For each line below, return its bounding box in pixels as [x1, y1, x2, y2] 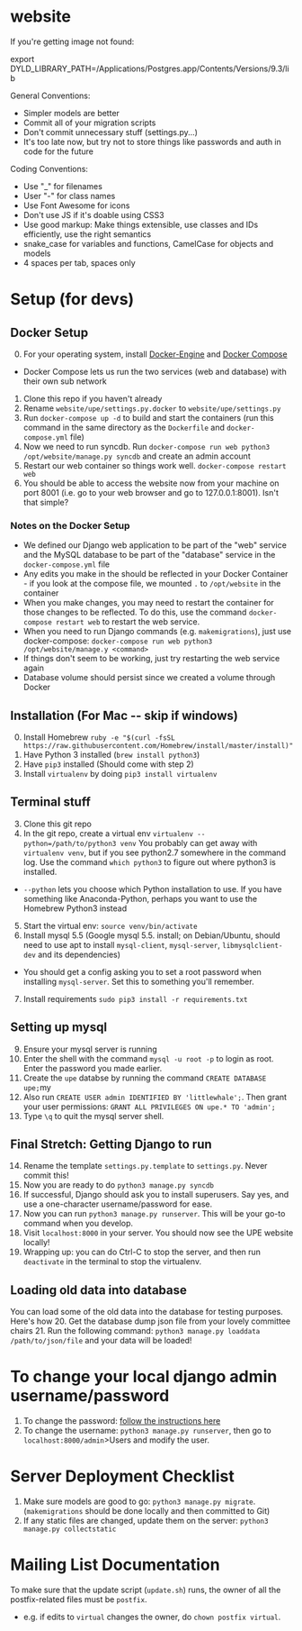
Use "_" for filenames [22, 180, 102, 191]
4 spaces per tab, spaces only [22, 257, 136, 268]
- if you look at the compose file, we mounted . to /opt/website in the [22, 579, 281, 589]
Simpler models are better [22, 107, 120, 118]
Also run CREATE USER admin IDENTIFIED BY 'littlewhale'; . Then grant [22, 1091, 287, 1102]
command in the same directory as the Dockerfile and [22, 422, 226, 433]
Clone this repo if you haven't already [22, 393, 163, 404]
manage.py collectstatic [22, 1525, 117, 1534]
